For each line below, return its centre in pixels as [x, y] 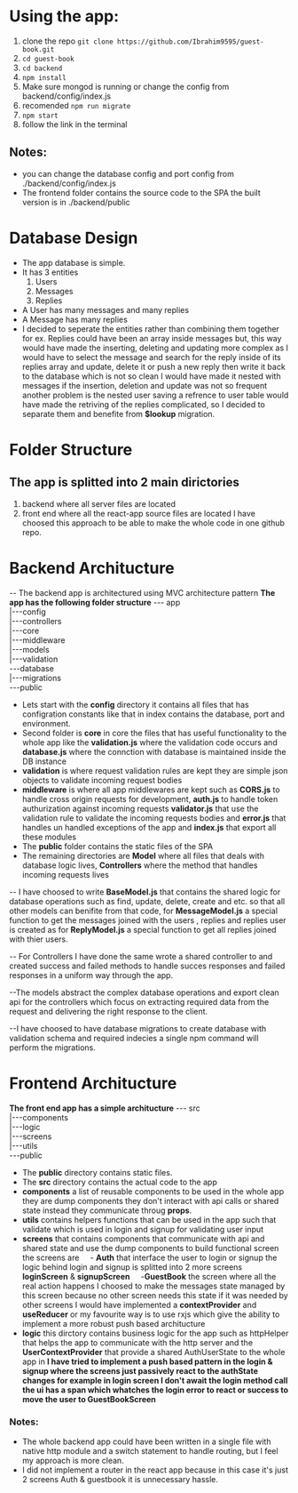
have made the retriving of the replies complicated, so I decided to [144, 404]
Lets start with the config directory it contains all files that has [136, 704]
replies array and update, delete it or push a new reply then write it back [153, 366]
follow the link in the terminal [74, 124]
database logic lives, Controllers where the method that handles [140, 865]
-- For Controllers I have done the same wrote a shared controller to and [141, 956]
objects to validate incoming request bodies [102, 780]
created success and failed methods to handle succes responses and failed [147, 966]
